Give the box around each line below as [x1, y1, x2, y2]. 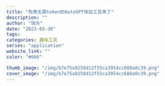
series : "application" [6, 43, 64, 49]
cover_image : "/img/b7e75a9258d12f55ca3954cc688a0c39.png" [6, 70, 160, 76]
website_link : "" [6, 48, 51, 55]
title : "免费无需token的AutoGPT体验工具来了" [6, 8, 114, 15]
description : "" [6, 15, 48, 21]
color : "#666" [6, 54, 43, 60]
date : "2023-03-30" [6, 25, 56, 32]
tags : [6, 31, 20, 38]
